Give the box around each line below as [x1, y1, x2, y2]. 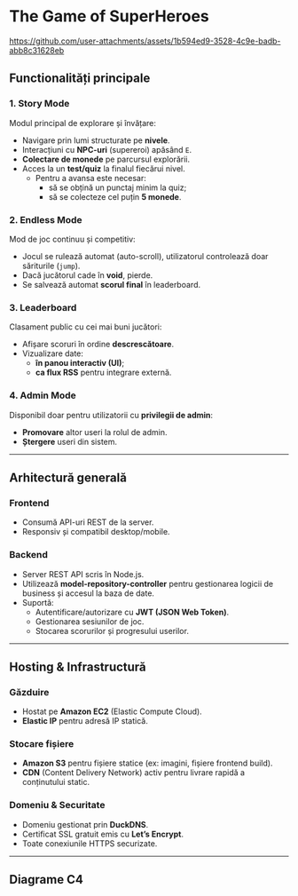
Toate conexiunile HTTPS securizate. [21, 837, 158, 849]
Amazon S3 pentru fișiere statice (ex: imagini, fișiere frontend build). [21, 757, 273, 769]
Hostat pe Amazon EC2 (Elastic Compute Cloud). [21, 706, 202, 717]
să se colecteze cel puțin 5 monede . [48, 191, 182, 202]
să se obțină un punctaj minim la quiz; [48, 182, 187, 193]
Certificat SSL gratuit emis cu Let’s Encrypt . [21, 829, 184, 839]
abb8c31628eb [9, 44, 65, 55]
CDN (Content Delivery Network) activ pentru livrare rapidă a [21, 767, 246, 778]
